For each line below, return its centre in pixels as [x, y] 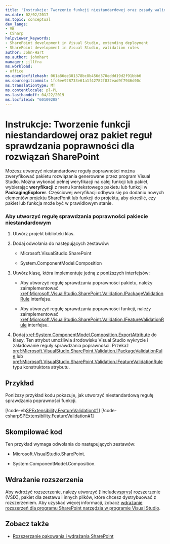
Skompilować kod [34, 432]
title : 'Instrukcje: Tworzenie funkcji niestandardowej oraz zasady [79, 10]
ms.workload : [19, 66]
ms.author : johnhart [27, 57]
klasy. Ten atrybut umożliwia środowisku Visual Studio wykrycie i [80, 340]
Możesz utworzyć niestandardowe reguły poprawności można [70, 171]
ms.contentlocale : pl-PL [31, 90]
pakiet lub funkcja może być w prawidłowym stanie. [59, 203]
